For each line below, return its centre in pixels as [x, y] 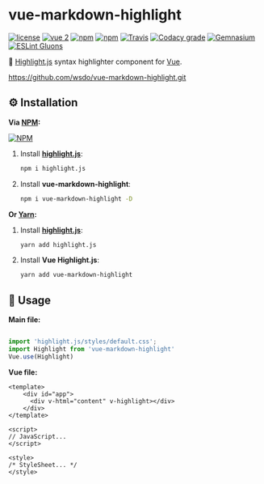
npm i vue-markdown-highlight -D [76, 199]
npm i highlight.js [53, 168]
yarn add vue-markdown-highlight [76, 275]
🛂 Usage [29, 300]
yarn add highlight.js [58, 244]
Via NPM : [25, 122]
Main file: [25, 320]
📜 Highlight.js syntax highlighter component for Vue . [95, 62]
